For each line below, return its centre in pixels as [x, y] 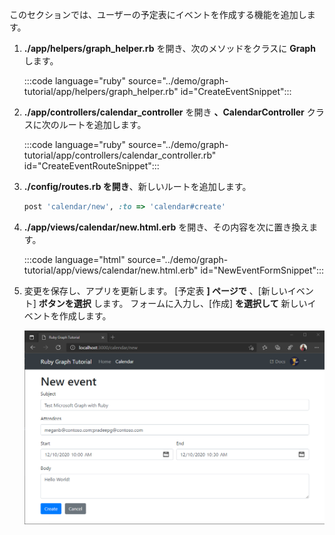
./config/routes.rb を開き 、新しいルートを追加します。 [137, 186]
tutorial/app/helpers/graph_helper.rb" [101, 91]
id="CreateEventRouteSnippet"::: [91, 166]
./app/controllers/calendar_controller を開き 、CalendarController [164, 112]
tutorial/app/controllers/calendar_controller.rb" [120, 155]
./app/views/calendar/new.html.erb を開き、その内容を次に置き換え [166, 227]
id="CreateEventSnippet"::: [236, 91]
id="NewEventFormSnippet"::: [262, 270]
